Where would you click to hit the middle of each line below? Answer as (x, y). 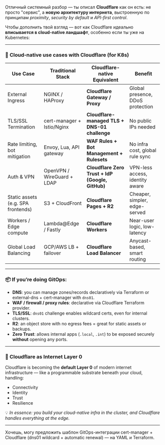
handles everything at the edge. (37, 418)
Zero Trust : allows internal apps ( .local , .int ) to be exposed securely (83, 334)
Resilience (23, 403)
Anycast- (140, 241)
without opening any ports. (40, 339)
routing (138, 259)
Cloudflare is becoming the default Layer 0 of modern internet (68, 367)
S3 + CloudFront (63, 203)
